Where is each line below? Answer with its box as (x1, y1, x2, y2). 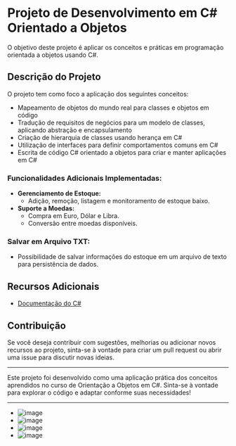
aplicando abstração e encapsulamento (17, 125, 132, 134)
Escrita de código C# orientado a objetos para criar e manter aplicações (17, 148, 227, 156)
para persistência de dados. (17, 260, 99, 269)
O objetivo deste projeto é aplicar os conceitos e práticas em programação (7, 43, 224, 51)
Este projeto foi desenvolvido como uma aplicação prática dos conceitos (7, 373, 218, 381)
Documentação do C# (17, 299, 82, 307)
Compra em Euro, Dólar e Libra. (27, 212, 119, 220)
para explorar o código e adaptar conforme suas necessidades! (7, 388, 192, 397)
